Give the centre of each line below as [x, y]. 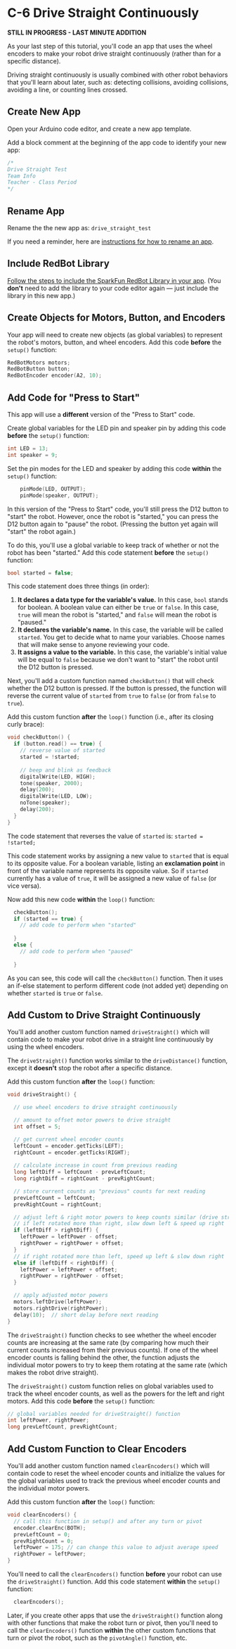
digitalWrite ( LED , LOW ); [56, 796]
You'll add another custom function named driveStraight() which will [109, 1032]
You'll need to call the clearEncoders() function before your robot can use [115, 1574]
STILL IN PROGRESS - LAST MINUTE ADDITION [77, 32]
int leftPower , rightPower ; [48, 1420]
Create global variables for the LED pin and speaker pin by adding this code [117, 428]
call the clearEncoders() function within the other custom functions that [112, 1630]
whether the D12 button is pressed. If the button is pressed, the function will [117, 689]
